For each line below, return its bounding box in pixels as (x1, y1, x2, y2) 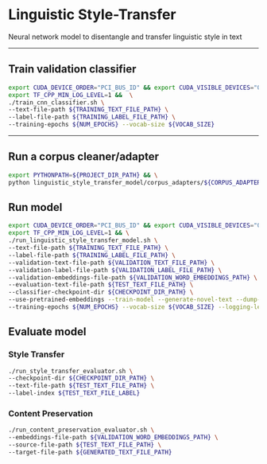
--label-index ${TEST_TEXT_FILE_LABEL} (8, 389, 141, 397)
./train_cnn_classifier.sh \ (8, 98, 105, 107)
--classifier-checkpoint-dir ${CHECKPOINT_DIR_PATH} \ (8, 288, 194, 296)
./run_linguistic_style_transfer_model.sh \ (8, 236, 158, 244)
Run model (8, 201, 63, 214)
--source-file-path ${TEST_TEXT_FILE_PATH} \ (8, 441, 161, 449)
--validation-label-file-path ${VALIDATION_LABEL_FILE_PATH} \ (8, 266, 222, 274)
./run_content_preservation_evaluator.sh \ (8, 426, 155, 435)
